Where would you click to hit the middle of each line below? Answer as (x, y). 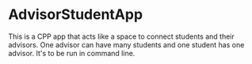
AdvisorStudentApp (76, 15)
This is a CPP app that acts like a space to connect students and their (122, 36)
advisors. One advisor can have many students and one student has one (126, 44)
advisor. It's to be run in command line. (72, 53)
